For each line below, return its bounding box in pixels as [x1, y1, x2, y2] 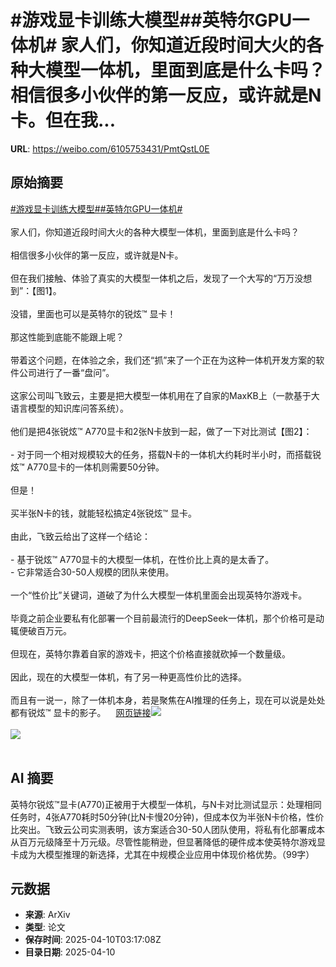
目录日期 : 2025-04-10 [24, 946, 116, 958]
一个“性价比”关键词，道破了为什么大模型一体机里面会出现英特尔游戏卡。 [10, 589, 308, 601]
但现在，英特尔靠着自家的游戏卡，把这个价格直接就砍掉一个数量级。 [10, 647, 291, 660]
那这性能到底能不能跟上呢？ [10, 331, 125, 343]
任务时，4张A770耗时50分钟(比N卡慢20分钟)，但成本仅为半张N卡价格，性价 [10, 811, 325, 823]
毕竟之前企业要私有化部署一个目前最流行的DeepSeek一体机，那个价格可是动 [10, 612, 325, 624]
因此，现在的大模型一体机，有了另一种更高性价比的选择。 [10, 671, 247, 683]
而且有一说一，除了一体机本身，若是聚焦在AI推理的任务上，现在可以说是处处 [10, 694, 326, 706]
